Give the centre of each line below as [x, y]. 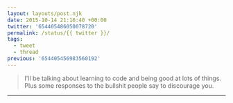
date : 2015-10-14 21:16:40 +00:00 [57, 20]
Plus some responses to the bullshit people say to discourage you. [119, 85]
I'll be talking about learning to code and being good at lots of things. [123, 78]
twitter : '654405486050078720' [52, 26]
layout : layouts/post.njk [44, 13]
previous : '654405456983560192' [54, 59]
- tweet [25, 46]
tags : [15, 39]
